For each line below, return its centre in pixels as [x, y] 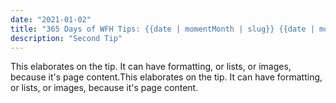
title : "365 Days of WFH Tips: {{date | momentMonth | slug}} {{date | [162, 29]
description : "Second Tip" [66, 38]
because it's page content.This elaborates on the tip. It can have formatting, [166, 77]
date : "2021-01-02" [51, 19]
